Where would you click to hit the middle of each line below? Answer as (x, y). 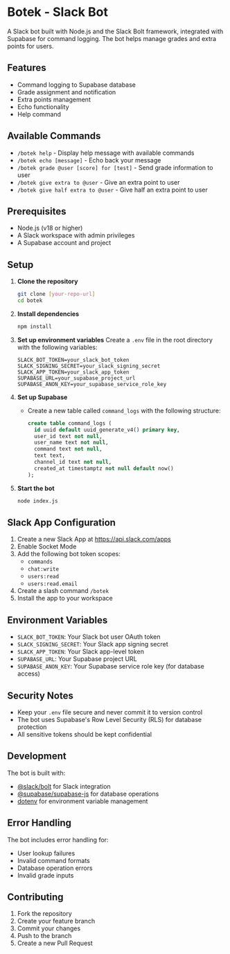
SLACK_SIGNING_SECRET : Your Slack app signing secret (92, 644)
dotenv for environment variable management (82, 801)
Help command (39, 114)
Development (37, 756)
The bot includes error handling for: (58, 839)
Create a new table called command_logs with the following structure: (124, 410)
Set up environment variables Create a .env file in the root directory (115, 340)
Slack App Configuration (62, 522)
